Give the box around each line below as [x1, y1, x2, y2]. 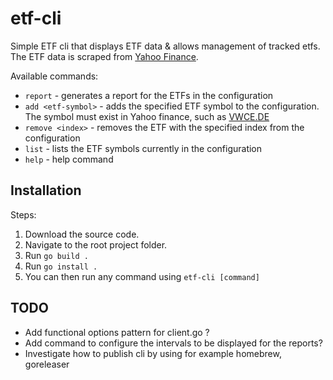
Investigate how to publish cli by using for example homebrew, [24, 347, 282, 359]
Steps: [10, 208, 37, 221]
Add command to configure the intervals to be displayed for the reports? [24, 337, 323, 349]
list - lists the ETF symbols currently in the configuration [24, 142, 263, 154]
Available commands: [10, 70, 99, 82]
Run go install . [24, 260, 98, 272]
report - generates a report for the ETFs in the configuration [24, 89, 274, 101]
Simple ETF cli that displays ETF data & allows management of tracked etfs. [10, 40, 321, 52]
